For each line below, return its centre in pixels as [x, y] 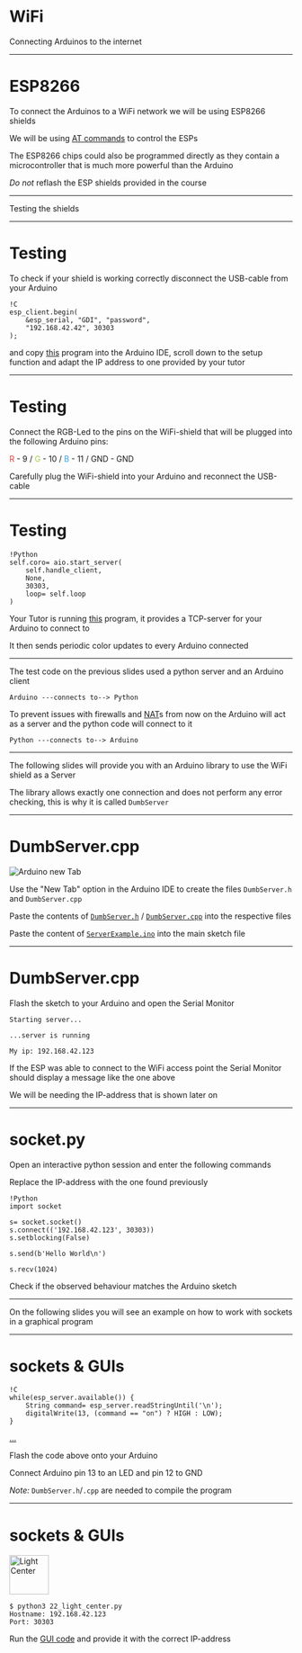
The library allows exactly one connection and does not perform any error [146, 792]
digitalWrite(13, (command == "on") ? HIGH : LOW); [124, 1414]
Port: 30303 [31, 1622]
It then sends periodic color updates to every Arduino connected [129, 645]
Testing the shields [44, 208]
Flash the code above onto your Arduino [84, 1456]
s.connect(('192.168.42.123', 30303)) [82, 1230]
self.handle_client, [64, 570]
